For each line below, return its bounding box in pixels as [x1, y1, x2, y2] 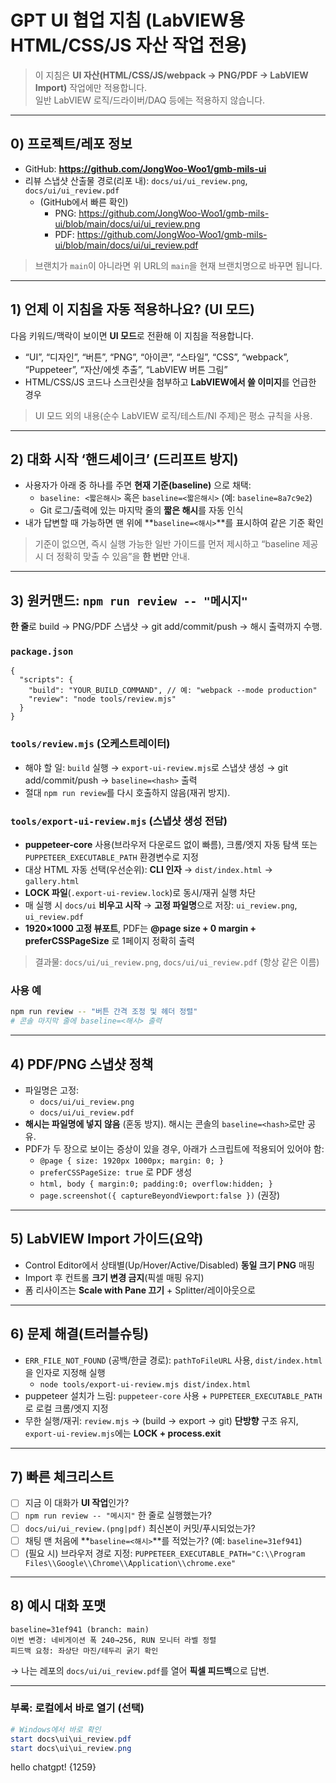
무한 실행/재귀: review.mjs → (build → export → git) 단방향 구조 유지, [24, 1414, 299, 1426]
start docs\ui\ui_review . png [10, 1743, 132, 1753]
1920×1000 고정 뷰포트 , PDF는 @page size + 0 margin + [24, 922, 257, 935]
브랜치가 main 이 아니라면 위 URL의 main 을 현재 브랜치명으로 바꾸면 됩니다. [34, 259, 323, 271]
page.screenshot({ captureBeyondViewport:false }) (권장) [39, 1189, 281, 1201]
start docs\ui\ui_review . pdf [10, 1734, 132, 1744]
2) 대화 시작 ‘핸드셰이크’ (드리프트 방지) [10, 451, 239, 468]
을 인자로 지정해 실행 [24, 1366, 106, 1378]
